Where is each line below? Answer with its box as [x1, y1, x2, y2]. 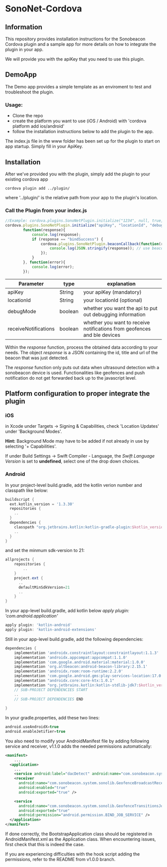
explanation [107, 280, 136, 287]
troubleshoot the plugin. [5, 89, 54, 95]
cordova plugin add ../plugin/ [5, 186, 70, 191]
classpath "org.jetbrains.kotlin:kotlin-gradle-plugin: [14, 525, 133, 530]
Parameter [18, 280, 44, 287]
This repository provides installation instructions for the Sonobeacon [5, 36, 146, 42]
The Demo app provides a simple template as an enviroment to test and [5, 83, 152, 89]
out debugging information [83, 311, 146, 318]
